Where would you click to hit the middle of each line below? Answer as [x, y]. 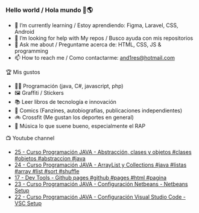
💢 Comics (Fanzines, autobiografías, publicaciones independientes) [98, 110]
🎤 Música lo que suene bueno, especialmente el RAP [80, 126]
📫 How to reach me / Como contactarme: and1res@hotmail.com [95, 58]
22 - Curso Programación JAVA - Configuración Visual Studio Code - [100, 197]
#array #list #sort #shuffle [47, 171]
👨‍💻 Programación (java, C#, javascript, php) [69, 86]
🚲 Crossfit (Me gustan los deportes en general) [74, 118]
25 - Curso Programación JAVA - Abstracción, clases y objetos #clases [103, 152]
